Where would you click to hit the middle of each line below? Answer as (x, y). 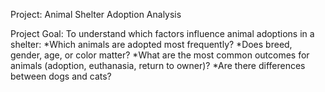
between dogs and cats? (61, 76)
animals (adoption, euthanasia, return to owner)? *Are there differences (158, 65)
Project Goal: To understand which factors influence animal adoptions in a (162, 33)
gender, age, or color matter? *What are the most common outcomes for (160, 55)
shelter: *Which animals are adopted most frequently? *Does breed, (151, 44)
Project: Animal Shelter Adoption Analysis (96, 14)
